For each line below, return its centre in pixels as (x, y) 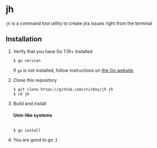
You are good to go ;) (35, 140)
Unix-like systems (33, 115)
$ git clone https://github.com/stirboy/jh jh (63, 89)
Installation (24, 39)
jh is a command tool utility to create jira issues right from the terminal (79, 23)
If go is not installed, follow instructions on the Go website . (74, 70)
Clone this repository (35, 80)
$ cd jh (21, 94)
